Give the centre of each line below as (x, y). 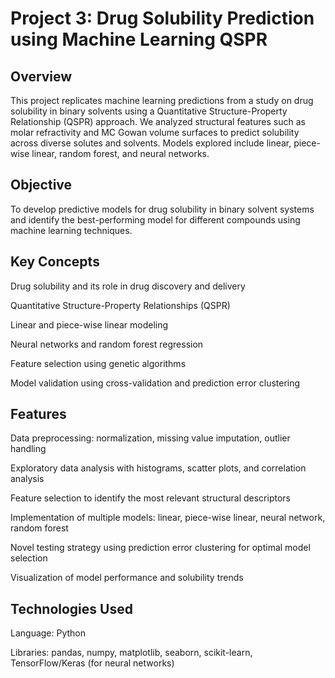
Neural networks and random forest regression (107, 344)
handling (28, 449)
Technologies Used (71, 608)
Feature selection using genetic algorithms (98, 363)
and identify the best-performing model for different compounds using (155, 219)
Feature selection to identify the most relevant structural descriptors (150, 498)
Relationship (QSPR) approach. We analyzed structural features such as (158, 121)
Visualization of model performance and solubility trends (127, 578)
